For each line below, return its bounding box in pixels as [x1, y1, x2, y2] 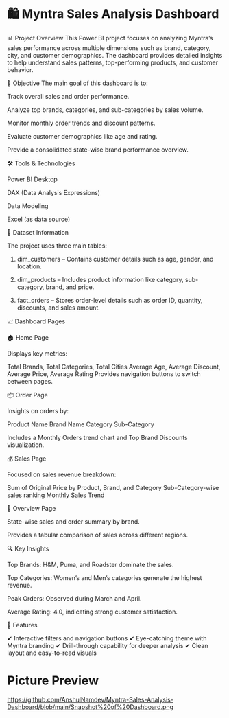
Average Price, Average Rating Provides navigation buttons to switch [7, 369, 201, 378]
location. [16, 262, 43, 270]
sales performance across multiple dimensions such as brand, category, [7, 43, 211, 52]
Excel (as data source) [7, 215, 71, 223]
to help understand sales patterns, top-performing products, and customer [7, 58, 219, 67]
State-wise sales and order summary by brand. [7, 517, 141, 526]
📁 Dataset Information [7, 228, 69, 236]
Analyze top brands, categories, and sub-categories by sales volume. [7, 105, 204, 114]
